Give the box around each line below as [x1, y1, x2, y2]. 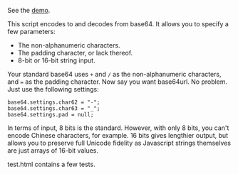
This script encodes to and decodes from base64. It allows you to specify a [7, 20, 229, 28]
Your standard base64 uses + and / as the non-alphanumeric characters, [7, 70, 222, 78]
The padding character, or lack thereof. [17, 49, 133, 57]
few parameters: [7, 28, 56, 36]
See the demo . [7, 6, 51, 14]
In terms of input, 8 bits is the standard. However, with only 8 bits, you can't [7, 124, 229, 132]
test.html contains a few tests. [7, 160, 95, 168]
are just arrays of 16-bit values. [7, 146, 98, 155]
